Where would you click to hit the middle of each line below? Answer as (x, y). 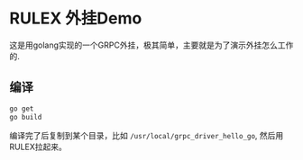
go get (22, 109)
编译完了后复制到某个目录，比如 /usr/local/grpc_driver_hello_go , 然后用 (147, 135)
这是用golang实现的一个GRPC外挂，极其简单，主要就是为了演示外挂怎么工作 (151, 45)
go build (26, 117)
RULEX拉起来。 (38, 147)
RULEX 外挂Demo (76, 18)
